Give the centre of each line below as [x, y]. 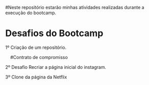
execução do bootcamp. [31, 13]
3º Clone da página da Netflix [36, 77]
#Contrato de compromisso [39, 57]
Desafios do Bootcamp [54, 33]
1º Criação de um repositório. [36, 47]
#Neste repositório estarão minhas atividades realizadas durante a [75, 7]
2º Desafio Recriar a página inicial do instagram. [56, 67]
